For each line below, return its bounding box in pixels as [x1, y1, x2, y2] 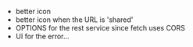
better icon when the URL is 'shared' [15, 15, 134, 24]
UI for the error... [15, 31, 70, 41]
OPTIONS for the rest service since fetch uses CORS [15, 23, 186, 32]
